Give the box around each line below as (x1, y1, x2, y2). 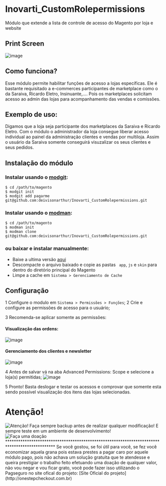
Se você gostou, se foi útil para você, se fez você (56, 443, 157, 449)
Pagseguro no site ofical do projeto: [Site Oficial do (5, 470, 110, 476)
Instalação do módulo (5, 159, 73, 167)
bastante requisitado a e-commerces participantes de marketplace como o (5, 85, 158, 91)
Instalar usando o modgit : (5, 173, 68, 180)
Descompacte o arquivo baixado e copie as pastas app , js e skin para (12, 262, 157, 268)
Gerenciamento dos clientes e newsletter (5, 348, 92, 354)
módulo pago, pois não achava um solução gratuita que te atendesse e (5, 454, 150, 460)
